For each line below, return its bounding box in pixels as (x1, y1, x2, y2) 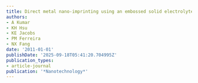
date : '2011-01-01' (6, 47, 54, 53)
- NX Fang (6, 41, 31, 47)
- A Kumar (6, 19, 31, 25)
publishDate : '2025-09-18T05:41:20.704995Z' (6, 52, 117, 58)
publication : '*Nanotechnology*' (6, 68, 88, 74)
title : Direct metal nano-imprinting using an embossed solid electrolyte (6, 8, 194, 15)
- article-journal (6, 63, 51, 69)
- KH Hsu (6, 25, 28, 31)
